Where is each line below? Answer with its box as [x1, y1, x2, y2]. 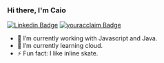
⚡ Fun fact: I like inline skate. [17, 49, 99, 58]
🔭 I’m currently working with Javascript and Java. [17, 34, 158, 42]
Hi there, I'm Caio [7, 5, 67, 15]
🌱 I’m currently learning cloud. [17, 42, 103, 50]
